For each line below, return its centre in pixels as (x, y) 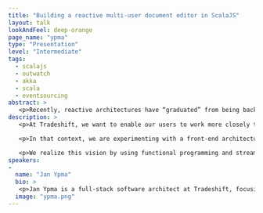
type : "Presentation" (43, 45)
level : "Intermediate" (45, 52)
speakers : (24, 160)
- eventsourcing (41, 96)
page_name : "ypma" (38, 37)
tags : (17, 60)
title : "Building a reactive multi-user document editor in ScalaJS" (124, 15)
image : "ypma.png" (45, 197)
